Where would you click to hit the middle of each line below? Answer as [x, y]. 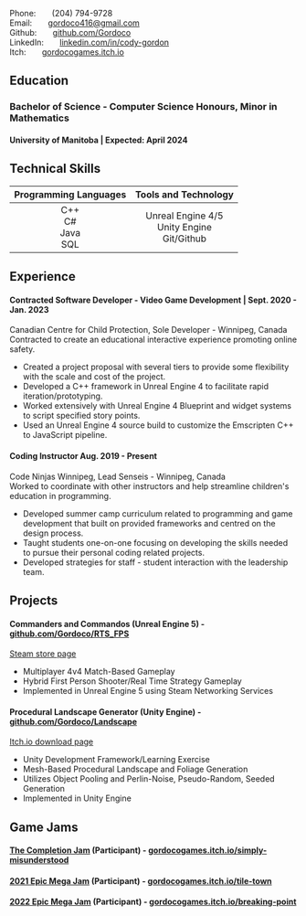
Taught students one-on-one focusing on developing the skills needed [155, 542]
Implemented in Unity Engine [77, 798]
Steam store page [43, 654]
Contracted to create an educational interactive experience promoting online [153, 340]
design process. [53, 533]
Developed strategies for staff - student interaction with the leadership [155, 562]
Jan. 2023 [29, 309]
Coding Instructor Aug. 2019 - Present [84, 455]
